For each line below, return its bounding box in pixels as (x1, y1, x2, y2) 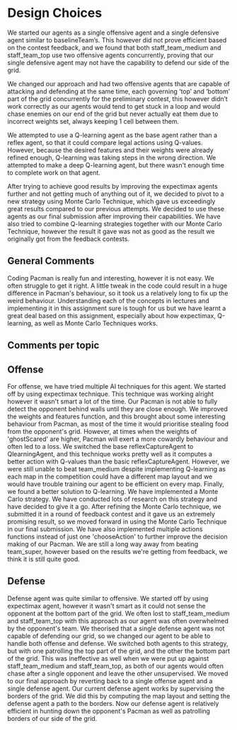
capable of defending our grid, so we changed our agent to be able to (7, 631, 211, 640)
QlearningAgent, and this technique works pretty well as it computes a (7, 449, 212, 458)
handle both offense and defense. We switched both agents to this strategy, (7, 639, 229, 647)
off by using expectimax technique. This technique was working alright (7, 389, 214, 398)
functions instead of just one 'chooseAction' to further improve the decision (7, 532, 228, 541)
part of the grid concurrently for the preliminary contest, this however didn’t (7, 94, 228, 103)
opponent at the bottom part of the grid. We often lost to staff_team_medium (7, 609, 230, 618)
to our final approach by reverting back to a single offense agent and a (7, 676, 213, 685)
